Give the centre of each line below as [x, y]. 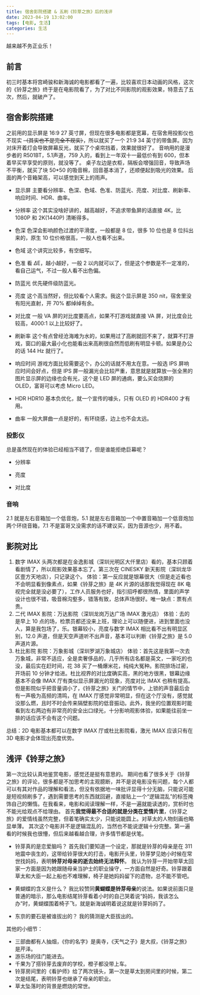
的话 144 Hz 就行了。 [40, 351]
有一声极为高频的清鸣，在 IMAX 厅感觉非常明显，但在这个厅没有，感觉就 [104, 696]
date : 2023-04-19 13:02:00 [40, 17]
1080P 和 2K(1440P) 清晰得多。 [53, 217]
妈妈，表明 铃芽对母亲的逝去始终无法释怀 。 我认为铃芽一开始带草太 [107, 861]
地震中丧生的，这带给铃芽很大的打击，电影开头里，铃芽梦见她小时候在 [101, 854]
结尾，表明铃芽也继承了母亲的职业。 [70, 979]
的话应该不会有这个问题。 [51, 718]
